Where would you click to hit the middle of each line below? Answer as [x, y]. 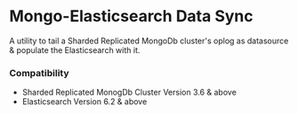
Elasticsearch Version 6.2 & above [85, 102]
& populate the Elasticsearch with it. [75, 49]
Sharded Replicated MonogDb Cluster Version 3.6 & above [129, 92]
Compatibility [39, 72]
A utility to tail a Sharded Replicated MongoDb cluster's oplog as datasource [149, 41]
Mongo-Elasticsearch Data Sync [131, 16]
